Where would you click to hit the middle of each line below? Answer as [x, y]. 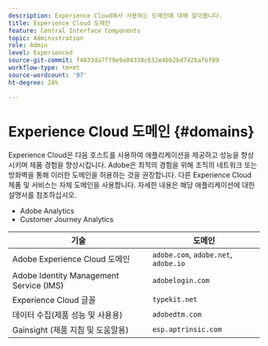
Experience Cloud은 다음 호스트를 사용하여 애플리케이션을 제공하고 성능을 [124, 155]
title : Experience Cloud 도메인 [59, 23]
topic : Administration [46, 38]
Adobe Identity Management [66, 276]
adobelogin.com [181, 281]
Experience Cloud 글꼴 [54, 300]
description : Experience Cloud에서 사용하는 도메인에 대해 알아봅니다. [116, 16]
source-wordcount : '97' [48, 75]
